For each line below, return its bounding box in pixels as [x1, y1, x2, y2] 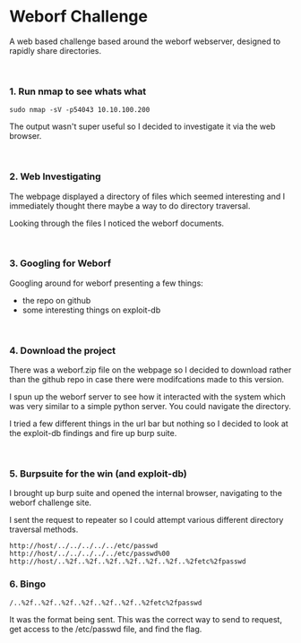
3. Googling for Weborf [9, 257, 112, 270]
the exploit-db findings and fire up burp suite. [9, 428, 177, 439]
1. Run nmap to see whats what [9, 85, 147, 98]
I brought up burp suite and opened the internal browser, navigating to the [9, 488, 282, 499]
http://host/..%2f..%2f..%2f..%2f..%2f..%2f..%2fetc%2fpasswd [9, 557, 246, 566]
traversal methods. [9, 524, 79, 535]
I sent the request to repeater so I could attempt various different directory [9, 515, 284, 526]
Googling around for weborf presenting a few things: [9, 278, 203, 288]
